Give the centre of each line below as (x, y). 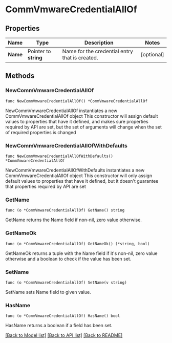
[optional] (152, 55)
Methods (20, 76)
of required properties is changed (41, 132)
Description (99, 43)
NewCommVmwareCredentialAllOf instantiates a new (61, 111)
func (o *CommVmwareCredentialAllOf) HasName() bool (63, 316)
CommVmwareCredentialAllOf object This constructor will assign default (82, 116)
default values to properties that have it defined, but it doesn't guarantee (82, 181)
